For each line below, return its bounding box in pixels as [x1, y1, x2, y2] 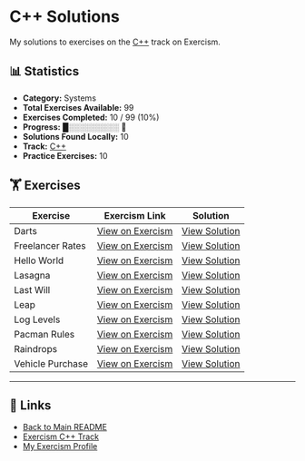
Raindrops [14, 342, 57, 355]
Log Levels [14, 313, 61, 326]
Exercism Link [103, 209, 166, 221]
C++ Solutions [9, 6, 121, 27]
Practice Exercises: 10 [22, 150, 108, 161]
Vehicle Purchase [14, 357, 89, 369]
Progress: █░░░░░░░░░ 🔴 [22, 121, 127, 132]
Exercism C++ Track [22, 431, 100, 442]
